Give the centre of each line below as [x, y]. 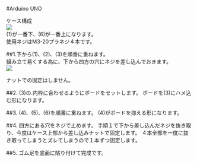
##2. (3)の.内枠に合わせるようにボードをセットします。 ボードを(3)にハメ [96, 93]
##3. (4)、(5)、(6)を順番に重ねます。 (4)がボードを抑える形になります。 [94, 113]
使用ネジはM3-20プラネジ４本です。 [51, 42]
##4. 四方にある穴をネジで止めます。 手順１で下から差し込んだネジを [91, 125]
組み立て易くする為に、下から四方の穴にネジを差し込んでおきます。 [89, 61]
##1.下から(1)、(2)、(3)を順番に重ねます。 [57, 54]
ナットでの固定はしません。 [40, 80]
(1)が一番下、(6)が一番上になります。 [51, 34]
